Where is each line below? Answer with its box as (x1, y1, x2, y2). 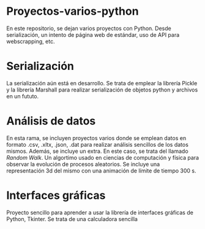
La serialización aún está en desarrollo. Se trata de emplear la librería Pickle (6, 79, 198, 87)
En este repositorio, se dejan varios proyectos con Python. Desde (6, 25, 171, 32)
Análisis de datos (6, 114, 96, 128)
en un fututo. (6, 92, 39, 99)
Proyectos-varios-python (6, 4, 139, 18)
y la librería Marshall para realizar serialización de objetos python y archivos (6, 86, 198, 93)
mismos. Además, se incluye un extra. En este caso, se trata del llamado (6, 147, 188, 155)
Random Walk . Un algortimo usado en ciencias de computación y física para (6, 153, 199, 161)
